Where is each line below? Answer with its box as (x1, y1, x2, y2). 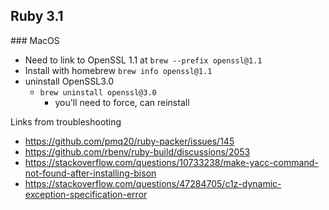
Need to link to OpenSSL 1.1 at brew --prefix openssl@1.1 (24, 54, 263, 66)
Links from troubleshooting (10, 115, 122, 128)
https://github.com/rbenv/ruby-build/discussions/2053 (24, 145, 251, 158)
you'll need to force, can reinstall (54, 96, 190, 108)
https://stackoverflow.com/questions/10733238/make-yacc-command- (24, 156, 319, 168)
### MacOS (10, 34, 60, 46)
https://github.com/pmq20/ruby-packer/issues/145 (24, 135, 235, 147)
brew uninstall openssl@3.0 (39, 87, 157, 98)
